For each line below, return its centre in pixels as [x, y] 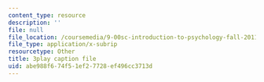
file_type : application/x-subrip [63, 45]
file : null [26, 30]
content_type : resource [47, 15]
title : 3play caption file [52, 59]
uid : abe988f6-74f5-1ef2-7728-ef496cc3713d [81, 66]
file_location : [33, 37]
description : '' [35, 23]
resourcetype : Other [42, 52]
